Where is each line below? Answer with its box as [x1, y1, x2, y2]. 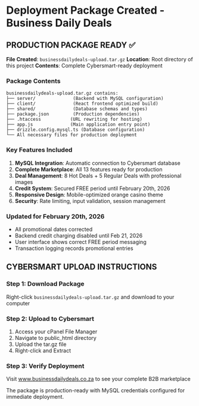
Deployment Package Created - [6, 4, 165, 17]
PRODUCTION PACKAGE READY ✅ [6, 40, 136, 50]
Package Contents [6, 77, 61, 85]
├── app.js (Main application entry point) [6, 121, 151, 128]
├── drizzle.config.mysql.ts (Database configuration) [6, 127, 145, 133]
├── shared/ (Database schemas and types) [6, 106, 148, 112]
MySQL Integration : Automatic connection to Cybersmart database [14, 159, 181, 167]
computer [6, 299, 30, 307]
